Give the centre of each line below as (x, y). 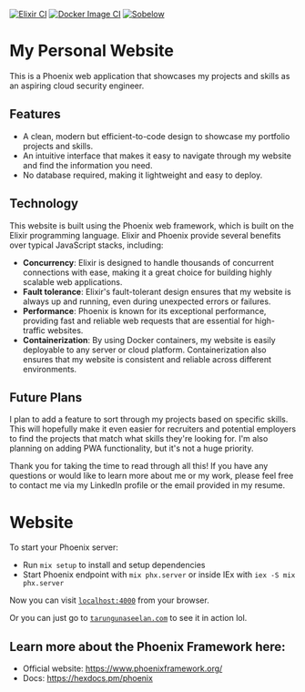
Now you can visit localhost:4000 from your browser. (109, 600)
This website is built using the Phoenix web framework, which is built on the (152, 225)
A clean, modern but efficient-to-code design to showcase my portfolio (156, 136)
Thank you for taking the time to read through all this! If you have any (139, 466)
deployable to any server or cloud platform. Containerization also (144, 350)
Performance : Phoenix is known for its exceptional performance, (144, 310)
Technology (44, 204)
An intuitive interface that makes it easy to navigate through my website (157, 156)
